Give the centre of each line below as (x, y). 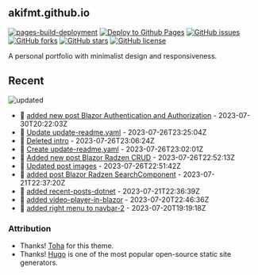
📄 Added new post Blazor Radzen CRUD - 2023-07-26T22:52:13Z (127, 157)
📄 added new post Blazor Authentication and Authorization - (118, 115)
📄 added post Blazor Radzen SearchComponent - (100, 174)
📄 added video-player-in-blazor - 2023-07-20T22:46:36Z (114, 199)
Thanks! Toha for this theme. (67, 246)
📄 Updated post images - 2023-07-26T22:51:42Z (100, 166)
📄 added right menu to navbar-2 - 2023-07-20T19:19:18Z (113, 208)
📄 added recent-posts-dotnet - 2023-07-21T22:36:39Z (110, 191)
